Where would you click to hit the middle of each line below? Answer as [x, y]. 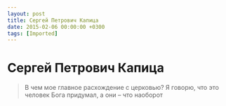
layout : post [26, 14]
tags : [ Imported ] [33, 33]
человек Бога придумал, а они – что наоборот [94, 95]
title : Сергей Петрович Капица [53, 20]
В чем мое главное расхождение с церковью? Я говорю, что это [122, 88]
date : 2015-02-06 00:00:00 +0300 [56, 27]
